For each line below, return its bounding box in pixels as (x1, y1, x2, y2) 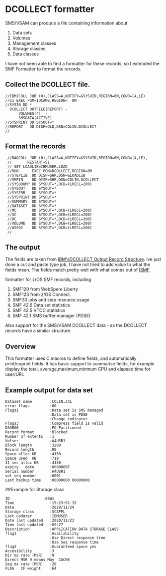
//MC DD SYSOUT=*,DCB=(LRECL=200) (7, 208, 92, 213)
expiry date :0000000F (5, 465, 70, 470)
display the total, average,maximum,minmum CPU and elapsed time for (5, 366, 151, 372)
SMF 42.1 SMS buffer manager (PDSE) (12, 313, 91, 319)
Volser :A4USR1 (5, 438, 66, 443)
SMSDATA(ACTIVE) (18, 115, 52, 120)
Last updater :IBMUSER (5, 514, 68, 519)
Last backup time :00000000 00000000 (5, 478, 90, 483)
